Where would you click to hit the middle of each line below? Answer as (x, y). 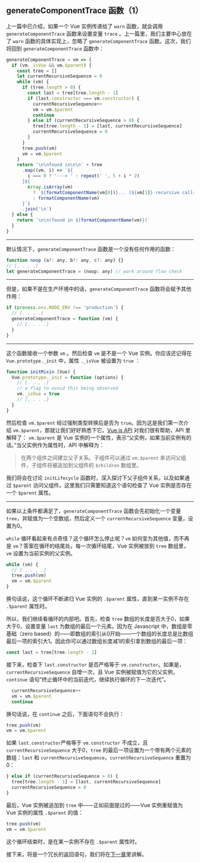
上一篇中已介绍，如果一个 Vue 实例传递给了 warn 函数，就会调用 (85, 26)
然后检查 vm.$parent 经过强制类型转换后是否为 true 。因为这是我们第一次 (95, 423)
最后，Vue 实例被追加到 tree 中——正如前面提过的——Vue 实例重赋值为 (95, 805)
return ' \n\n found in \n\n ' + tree (60, 165)
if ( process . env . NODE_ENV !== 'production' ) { (65, 308)
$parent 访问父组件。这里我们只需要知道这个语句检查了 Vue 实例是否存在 (102, 485)
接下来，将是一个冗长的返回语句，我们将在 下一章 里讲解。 (76, 854)
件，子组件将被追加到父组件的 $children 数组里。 (81, 465)
